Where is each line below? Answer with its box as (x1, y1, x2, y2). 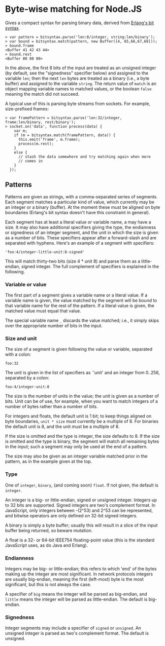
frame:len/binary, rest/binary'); (5, 119, 76, 124)
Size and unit (5, 335, 37, 342)
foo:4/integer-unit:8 (5, 384, 50, 389)
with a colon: (5, 351, 31, 357)
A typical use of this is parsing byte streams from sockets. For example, (5, 100, 151, 107)
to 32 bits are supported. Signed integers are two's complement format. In (5, 502, 156, 508)
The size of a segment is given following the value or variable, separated (5, 346, 153, 352)
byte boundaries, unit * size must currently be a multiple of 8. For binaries (5, 418, 159, 424)
